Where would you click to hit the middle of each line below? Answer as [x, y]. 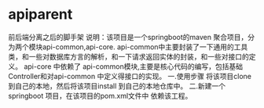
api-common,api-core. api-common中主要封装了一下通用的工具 [145, 47]
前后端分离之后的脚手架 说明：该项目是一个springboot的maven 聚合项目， [128, 37]
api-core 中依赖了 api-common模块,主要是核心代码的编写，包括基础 [133, 66]
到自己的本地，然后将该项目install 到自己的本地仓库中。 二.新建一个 [117, 86]
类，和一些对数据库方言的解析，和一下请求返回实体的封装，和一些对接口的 [128, 56]
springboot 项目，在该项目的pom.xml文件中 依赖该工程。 [100, 95]
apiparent [40, 14]
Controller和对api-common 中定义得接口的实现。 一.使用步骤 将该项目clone [130, 76]
